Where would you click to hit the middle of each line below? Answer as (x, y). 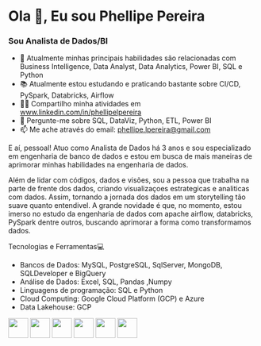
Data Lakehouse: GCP (56, 307)
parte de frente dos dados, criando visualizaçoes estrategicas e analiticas (129, 189)
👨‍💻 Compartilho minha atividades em (80, 104)
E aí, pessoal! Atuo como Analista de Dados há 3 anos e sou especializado (130, 148)
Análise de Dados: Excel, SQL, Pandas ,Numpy (96, 282)
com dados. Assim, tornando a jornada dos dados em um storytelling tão (127, 197)
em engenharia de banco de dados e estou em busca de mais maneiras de (130, 156)
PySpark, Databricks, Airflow (67, 95)
